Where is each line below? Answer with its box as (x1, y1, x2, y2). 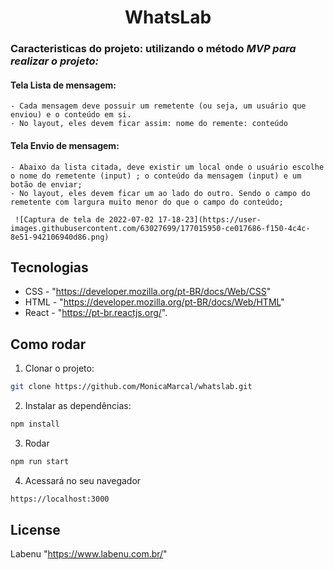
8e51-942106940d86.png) (10, 232, 110, 242)
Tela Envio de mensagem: (10, 139, 120, 151)
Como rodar (10, 336, 87, 353)
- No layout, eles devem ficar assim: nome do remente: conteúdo (10, 119, 288, 129)
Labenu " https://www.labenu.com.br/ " (10, 548, 168, 560)
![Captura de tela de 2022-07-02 (14, 214, 155, 225)
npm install (10, 419, 60, 430)
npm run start (10, 456, 70, 466)
